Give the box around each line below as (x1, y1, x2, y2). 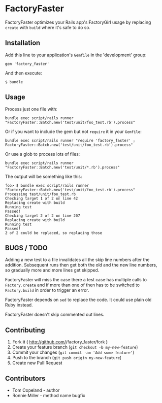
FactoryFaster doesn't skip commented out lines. (5, 311, 104, 318)
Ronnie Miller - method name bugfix (12, 393, 85, 398)
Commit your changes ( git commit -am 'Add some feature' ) (12, 349, 134, 355)
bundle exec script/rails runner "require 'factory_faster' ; (5, 138, 135, 143)
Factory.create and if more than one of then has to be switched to (5, 282, 140, 288)
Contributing (5, 326, 45, 334)
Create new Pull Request (12, 360, 63, 366)
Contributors (5, 374, 46, 382)
